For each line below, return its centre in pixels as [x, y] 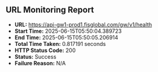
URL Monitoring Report [50, 10]
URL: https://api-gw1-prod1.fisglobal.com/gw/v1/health [83, 24]
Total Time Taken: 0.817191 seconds [60, 44]
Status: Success [35, 56]
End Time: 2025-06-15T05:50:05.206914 [66, 37]
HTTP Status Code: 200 [45, 50]
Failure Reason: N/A [40, 63]
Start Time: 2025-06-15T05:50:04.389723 [68, 31]
